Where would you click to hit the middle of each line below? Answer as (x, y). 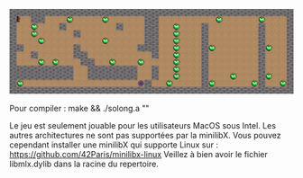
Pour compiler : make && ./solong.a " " (80, 108)
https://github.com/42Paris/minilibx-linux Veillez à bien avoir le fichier (139, 154)
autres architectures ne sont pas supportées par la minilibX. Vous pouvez (145, 135)
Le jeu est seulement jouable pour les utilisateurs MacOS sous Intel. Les (143, 125)
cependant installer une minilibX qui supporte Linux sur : (114, 145)
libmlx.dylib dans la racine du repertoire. (84, 164)
